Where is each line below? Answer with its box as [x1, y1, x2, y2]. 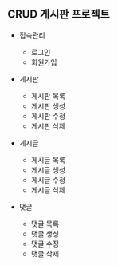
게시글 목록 [30, 155, 65, 165]
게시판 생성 [30, 101, 65, 110]
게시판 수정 [30, 111, 65, 121]
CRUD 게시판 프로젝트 [7, 7, 111, 22]
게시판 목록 [30, 91, 65, 101]
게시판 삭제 [30, 121, 65, 130]
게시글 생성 [30, 165, 65, 174]
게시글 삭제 [30, 185, 65, 194]
